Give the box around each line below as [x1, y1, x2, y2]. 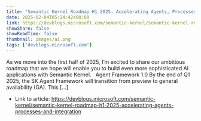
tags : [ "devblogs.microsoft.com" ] [6, 42, 93, 48]
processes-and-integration [14, 108, 82, 115]
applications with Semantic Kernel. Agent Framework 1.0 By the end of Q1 [6, 71, 190, 78]
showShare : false [6, 25, 50, 32]
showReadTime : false [6, 31, 58, 37]
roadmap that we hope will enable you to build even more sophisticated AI [6, 64, 189, 72]
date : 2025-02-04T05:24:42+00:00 [6, 14, 90, 20]
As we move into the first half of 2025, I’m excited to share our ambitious [6, 58, 185, 66]
